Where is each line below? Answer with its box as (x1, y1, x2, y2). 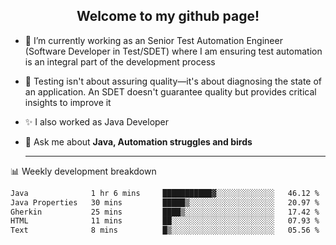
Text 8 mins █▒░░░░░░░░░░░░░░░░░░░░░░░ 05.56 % (10, 225, 320, 236)
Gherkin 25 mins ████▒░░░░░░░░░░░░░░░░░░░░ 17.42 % (10, 207, 320, 217)
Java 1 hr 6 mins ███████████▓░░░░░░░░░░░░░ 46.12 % (10, 188, 320, 198)
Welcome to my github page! (76, 8, 260, 25)
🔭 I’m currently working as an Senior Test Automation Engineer (24, 34, 283, 46)
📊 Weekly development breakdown (10, 165, 157, 177)
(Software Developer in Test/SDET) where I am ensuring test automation (24, 45, 323, 57)
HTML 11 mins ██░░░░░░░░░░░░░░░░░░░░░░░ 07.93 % (10, 216, 320, 226)
